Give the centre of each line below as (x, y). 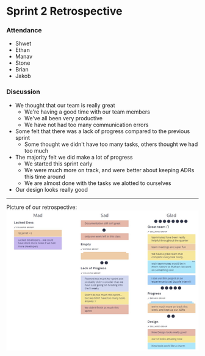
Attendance (24, 31)
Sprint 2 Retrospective (64, 11)
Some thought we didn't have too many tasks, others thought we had (111, 144)
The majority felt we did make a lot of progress (74, 157)
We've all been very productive (63, 118)
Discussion (23, 92)
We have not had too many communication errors (86, 125)
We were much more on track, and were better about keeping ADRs (109, 170)
